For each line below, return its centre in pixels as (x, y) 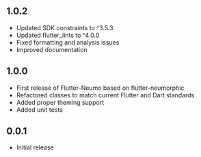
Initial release (35, 147)
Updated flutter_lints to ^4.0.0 (58, 35)
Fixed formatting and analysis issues (68, 42)
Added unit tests (39, 110)
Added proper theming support (60, 102)
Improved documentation (52, 49)
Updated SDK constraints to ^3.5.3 (65, 27)
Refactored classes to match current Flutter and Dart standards (105, 95)
